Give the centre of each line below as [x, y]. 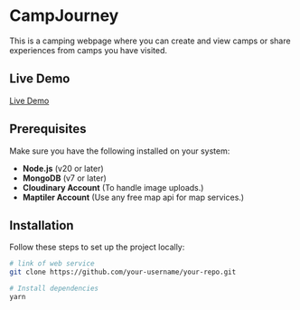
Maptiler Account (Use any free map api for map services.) [133, 197]
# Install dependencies [54, 289]
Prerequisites [48, 129]
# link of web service [52, 264]
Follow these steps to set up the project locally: [97, 247]
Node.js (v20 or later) [63, 168]
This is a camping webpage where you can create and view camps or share [150, 41]
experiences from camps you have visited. [89, 50]
